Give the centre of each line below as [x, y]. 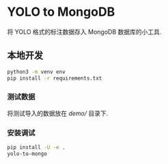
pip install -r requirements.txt [55, 78]
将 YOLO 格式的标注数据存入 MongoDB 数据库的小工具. [84, 32]
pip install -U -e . [37, 148]
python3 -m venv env [37, 72]
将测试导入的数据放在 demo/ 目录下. [58, 113]
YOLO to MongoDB [61, 12]
